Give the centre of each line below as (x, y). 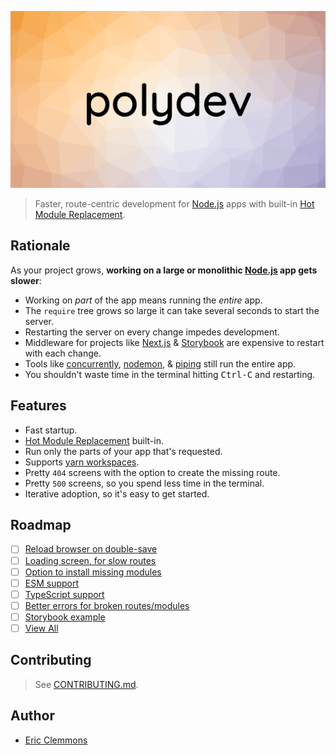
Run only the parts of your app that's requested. (123, 451)
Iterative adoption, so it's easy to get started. (117, 493)
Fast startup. (51, 430)
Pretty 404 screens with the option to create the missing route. (152, 472)
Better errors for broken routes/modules (107, 605)
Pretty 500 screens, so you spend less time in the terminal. (144, 483)
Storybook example (65, 617)
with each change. (63, 353)
